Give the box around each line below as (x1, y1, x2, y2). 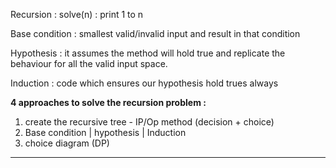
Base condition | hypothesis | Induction (24, 127, 187, 138)
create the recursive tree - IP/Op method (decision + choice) (24, 116, 275, 128)
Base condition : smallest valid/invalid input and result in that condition (10, 28, 301, 39)
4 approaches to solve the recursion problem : (10, 97, 207, 108)
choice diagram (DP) (24, 137, 110, 149)
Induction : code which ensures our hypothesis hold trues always (10, 77, 279, 89)
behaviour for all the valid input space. (10, 58, 168, 69)
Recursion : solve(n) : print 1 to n (10, 9, 144, 20)
